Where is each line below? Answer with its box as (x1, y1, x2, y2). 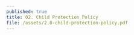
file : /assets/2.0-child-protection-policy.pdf (6, 20, 129, 26)
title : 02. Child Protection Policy (6, 14, 98, 20)
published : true (6, 8, 47, 15)
